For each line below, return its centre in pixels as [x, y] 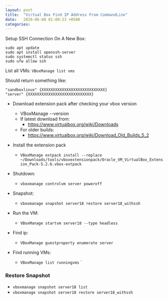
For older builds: [37, 130]
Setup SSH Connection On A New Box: [46, 39]
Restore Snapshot [28, 276]
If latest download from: [45, 119]
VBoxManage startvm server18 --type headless [69, 223]
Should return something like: [36, 81]
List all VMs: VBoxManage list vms [40, 71]
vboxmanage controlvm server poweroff [61, 184]
